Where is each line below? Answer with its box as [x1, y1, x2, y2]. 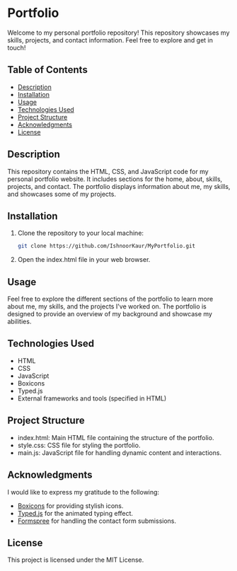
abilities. [7, 317, 32, 326]
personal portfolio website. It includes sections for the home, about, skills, [7, 175, 223, 183]
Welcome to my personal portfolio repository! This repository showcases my [7, 28, 230, 37]
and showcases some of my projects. [7, 190, 117, 198]
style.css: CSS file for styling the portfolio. [17, 441, 141, 449]
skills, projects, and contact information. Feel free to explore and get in [7, 35, 214, 44]
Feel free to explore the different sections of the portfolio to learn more [7, 295, 214, 304]
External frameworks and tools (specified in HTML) [17, 394, 167, 403]
